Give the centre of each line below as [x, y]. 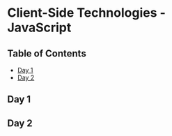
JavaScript [39, 28]
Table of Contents [47, 53]
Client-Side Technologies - [86, 13]
